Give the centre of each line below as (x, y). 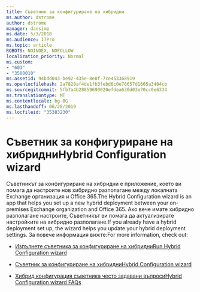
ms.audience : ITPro (31, 40)
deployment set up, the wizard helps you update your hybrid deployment (96, 228)
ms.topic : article (29, 46)
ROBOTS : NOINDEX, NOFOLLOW (40, 51)
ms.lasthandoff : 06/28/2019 (41, 106)
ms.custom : (20, 62)
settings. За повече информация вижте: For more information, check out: (97, 235)
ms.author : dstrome (31, 17)
